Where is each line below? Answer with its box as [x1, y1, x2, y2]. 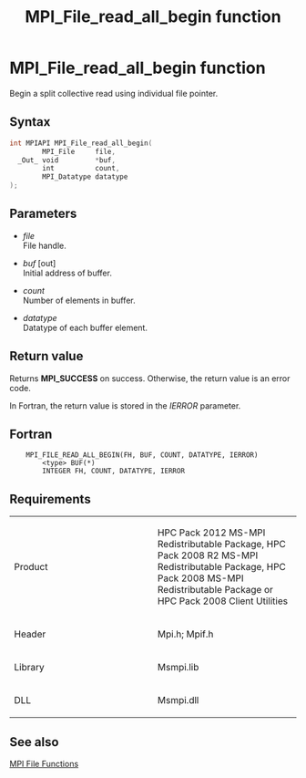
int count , [42, 164, 120, 173]
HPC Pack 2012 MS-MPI [158, 526, 266, 539]
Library [14, 661, 45, 674]
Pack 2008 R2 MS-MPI [158, 549, 259, 562]
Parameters [9, 206, 77, 222]
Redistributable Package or [158, 584, 273, 596]
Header [14, 628, 46, 640]
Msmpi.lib [158, 661, 199, 674]
